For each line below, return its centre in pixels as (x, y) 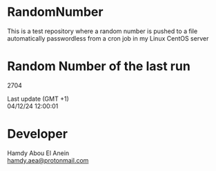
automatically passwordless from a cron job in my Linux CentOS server (108, 38)
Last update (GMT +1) (38, 99)
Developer (37, 134)
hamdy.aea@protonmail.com (48, 160)
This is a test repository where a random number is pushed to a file (102, 31)
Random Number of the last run (99, 67)
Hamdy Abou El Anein (38, 153)
